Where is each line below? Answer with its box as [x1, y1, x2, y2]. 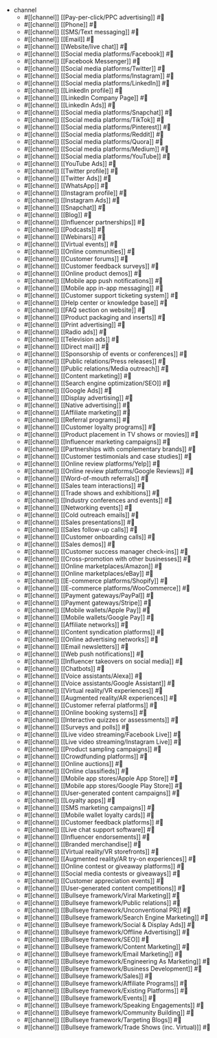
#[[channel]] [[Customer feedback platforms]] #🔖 [23, 818, 163, 826]
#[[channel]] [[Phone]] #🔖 [23, 21, 98, 28]
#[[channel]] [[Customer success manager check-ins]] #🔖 [23, 548, 189, 555]
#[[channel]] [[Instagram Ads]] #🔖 [23, 196, 120, 204]
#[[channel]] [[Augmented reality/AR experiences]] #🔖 [23, 694, 177, 702]
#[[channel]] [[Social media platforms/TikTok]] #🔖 [23, 116, 165, 123]
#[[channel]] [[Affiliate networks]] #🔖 [23, 621, 129, 629]
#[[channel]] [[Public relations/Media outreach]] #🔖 [23, 364, 170, 373]
